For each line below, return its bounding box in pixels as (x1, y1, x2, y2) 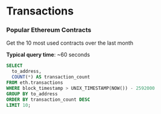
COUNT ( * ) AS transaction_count (11, 74, 90, 80)
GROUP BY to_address (6, 90, 58, 97)
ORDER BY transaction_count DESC (6, 97, 90, 103)
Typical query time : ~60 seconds (6, 51, 90, 59)
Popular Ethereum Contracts (6, 26, 92, 34)
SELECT (6, 63, 23, 69)
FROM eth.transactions (6, 80, 63, 86)
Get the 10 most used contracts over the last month (6, 39, 134, 46)
